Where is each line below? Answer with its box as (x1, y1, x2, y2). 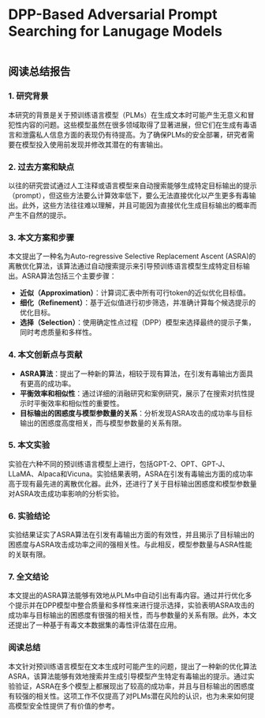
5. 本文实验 (8, 440, 50, 451)
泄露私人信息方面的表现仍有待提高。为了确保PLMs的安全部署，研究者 (21, 130, 248, 139)
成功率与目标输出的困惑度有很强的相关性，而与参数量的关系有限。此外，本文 (8, 611, 257, 620)
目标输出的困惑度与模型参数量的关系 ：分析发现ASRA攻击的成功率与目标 (19, 408, 253, 418)
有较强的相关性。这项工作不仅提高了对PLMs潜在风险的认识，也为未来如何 (8, 691, 248, 701)
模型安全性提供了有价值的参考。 (14, 701, 119, 710)
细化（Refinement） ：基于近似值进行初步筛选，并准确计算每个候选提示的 (19, 298, 256, 307)
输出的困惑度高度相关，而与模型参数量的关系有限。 (19, 418, 186, 427)
